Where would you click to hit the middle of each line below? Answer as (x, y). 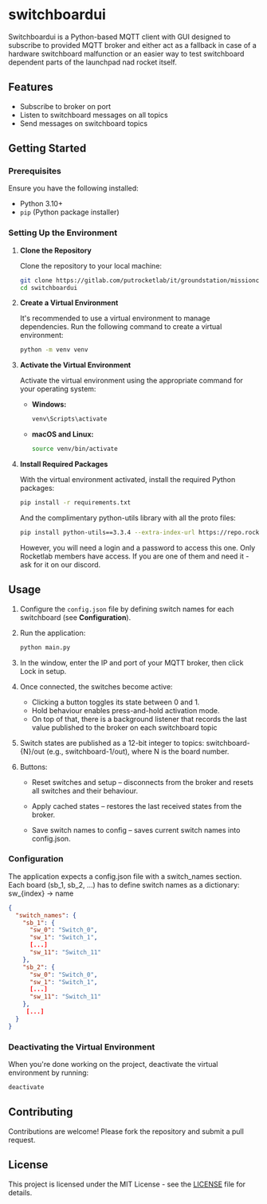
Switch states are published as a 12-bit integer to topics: (112, 743)
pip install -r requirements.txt (75, 503)
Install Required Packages (64, 465)
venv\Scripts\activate (69, 419)
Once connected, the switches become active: (96, 686)
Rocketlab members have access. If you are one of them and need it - (134, 556)
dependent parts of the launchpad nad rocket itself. (93, 62)
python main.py (45, 647)
